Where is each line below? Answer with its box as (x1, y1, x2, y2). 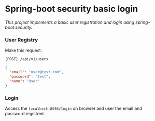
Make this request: (5, 47, 42, 54)
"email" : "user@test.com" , (9, 70, 64, 75)
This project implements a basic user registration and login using (5, 19, 135, 25)
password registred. (5, 110, 45, 116)
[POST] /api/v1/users (5, 57, 49, 62)
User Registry (5, 36, 38, 43)
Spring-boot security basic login (5, 3, 138, 14)
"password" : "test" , (9, 74, 51, 79)
